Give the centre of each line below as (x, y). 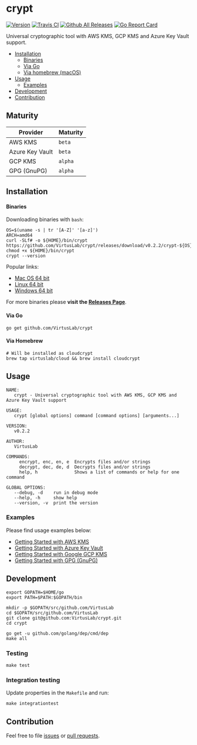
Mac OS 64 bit (32, 278)
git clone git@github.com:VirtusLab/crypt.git (64, 618)
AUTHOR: (16, 441)
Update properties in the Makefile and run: (57, 693)
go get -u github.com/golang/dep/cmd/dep (57, 633)
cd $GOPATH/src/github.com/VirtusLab (52, 613)
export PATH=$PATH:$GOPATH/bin (44, 597)
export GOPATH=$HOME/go (35, 592)
